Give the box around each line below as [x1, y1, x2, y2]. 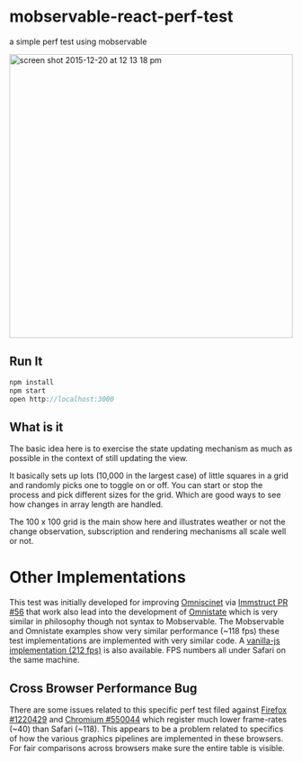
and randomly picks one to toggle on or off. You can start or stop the [9, 480, 263, 491]
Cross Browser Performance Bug [9, 680, 198, 695]
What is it [9, 419, 64, 434]
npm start [9, 386, 47, 395]
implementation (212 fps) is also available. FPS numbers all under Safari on [9, 645, 286, 656]
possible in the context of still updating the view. [9, 453, 189, 464]
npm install [9, 377, 54, 386]
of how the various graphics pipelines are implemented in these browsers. [9, 732, 284, 744]
